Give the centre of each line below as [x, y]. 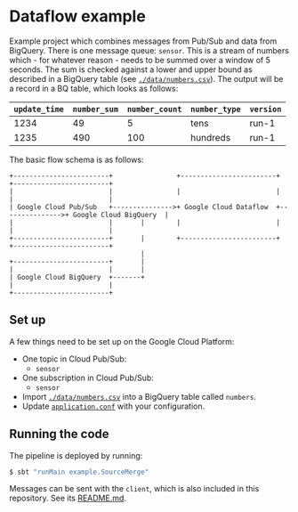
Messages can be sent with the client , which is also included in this [134, 489]
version [266, 109]
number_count [154, 109]
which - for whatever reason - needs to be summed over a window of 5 [140, 60]
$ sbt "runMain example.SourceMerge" [79, 472]
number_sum [95, 109]
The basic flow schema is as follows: [77, 159]
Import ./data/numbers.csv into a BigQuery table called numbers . [139, 396]
